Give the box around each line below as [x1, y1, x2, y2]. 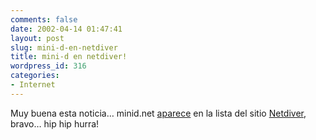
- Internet [10, 80, 56, 90]
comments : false [10, 14, 78, 25]
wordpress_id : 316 [10, 61, 87, 71]
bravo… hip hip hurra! [10, 117, 100, 130]
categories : [10, 71, 60, 81]
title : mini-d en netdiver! [10, 52, 128, 62]
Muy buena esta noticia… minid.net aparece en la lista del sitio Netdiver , [10, 107, 307, 119]
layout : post [10, 33, 65, 43]
